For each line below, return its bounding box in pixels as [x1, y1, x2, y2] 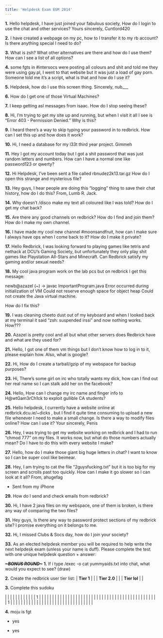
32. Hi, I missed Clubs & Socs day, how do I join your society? [5, 532, 129, 537]
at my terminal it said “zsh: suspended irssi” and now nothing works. [5, 317, 142, 323]
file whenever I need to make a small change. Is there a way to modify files [5, 415, 154, 421]
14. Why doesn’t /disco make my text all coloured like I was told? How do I [5, 200, 153, 206]
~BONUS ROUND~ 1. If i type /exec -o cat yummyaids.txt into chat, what [5, 561, 150, 567]
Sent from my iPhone [12, 483, 54, 489]
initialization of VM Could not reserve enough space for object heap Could [5, 288, 154, 294]
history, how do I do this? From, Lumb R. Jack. [5, 190, 98, 196]
